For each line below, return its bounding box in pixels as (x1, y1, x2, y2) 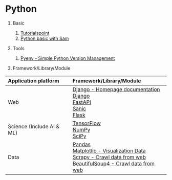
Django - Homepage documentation (72, 85, 160, 93)
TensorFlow (72, 120, 101, 127)
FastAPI (72, 98, 91, 105)
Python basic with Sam (20, 35, 69, 41)
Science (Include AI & (8, 123, 60, 130)
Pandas (72, 141, 91, 148)
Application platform (8, 77, 60, 84)
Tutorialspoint (20, 30, 50, 36)
